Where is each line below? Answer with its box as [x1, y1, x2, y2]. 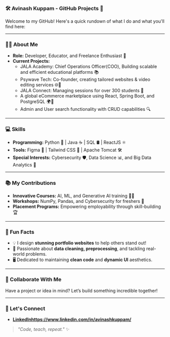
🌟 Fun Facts [5, 229, 34, 236]
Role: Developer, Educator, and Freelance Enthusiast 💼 [12, 53, 126, 59]
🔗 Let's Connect [5, 305, 46, 312]
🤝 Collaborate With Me [5, 276, 62, 283]
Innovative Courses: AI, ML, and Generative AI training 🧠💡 [12, 193, 135, 199]
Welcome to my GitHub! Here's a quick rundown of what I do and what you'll [5, 18, 164, 24]
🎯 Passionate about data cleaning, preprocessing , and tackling [12, 245, 145, 252]
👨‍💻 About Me [5, 41, 38, 48]
